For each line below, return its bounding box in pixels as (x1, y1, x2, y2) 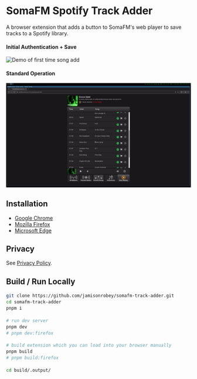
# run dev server (6, 317, 49, 324)
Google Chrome (14, 214, 53, 222)
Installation (6, 199, 48, 209)
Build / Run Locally (6, 276, 76, 286)
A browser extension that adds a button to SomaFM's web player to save (6, 24, 182, 31)
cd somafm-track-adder (6, 299, 62, 305)
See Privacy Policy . (6, 260, 53, 267)
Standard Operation (6, 69, 56, 77)
